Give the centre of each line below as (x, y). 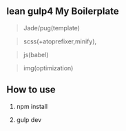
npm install (32, 106)
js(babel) (36, 54)
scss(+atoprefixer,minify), (60, 41)
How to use (31, 90)
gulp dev (29, 119)
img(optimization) (48, 68)
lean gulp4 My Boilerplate (63, 11)
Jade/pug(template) (52, 28)
